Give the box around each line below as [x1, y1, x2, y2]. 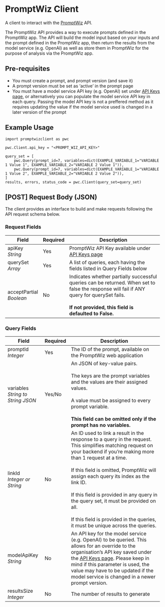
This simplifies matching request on [71, 442, 153, 449]
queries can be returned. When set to [69, 279, 156, 286]
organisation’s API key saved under [71, 548, 152, 555]
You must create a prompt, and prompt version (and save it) [12, 77, 134, 83]
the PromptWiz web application [71, 352, 143, 358]
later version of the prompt [12, 109, 67, 115]
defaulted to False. [69, 310, 114, 317]
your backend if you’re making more [71, 448, 155, 455]
